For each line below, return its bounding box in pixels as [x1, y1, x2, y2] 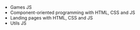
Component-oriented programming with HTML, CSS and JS [10, 9, 135, 15]
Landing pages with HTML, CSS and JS [10, 15, 93, 20]
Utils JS [10, 20, 26, 26]
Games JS [10, 4, 32, 10]
